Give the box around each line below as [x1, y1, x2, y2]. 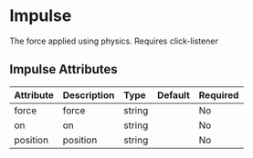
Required [198, 88, 239, 101]
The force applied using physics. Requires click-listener [9, 35, 219, 46]
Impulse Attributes [9, 62, 118, 77]
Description [62, 88, 115, 101]
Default [156, 88, 190, 101]
